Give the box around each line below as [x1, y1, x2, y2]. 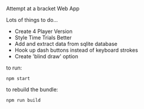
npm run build [6, 97, 41, 103]
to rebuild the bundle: [6, 86, 58, 93]
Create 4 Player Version [14, 28, 73, 35]
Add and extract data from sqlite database [14, 41, 118, 47]
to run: [6, 64, 22, 71]
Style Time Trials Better [14, 34, 72, 41]
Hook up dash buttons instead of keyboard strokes [14, 47, 139, 54]
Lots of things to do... [6, 16, 58, 23]
